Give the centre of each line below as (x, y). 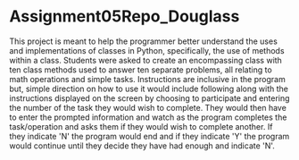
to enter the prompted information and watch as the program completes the (148, 117)
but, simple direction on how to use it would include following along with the (149, 88)
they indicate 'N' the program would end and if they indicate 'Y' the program (149, 136)
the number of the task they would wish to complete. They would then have (148, 107)
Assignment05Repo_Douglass (125, 17)
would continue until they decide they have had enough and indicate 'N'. (142, 146)
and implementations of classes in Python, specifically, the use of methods (147, 50)
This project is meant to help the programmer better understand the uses (144, 41)
